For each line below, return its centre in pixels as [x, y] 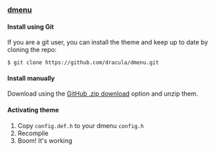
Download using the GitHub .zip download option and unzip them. [103, 94]
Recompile [33, 133]
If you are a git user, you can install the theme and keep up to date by [108, 42]
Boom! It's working [45, 140]
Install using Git [31, 27]
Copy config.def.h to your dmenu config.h [81, 125]
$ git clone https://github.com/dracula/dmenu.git [83, 63]
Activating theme [33, 110]
